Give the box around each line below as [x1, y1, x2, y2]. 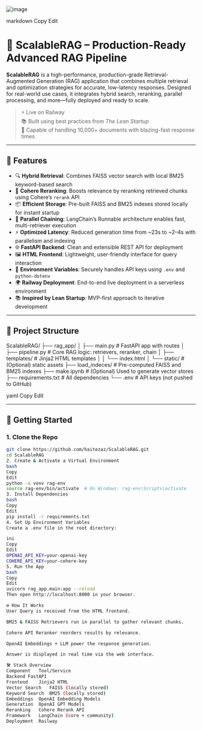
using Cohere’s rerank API [14, 193, 80, 201]
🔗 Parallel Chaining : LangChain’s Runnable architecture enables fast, [14, 215, 186, 222]
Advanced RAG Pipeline [6, 51, 127, 65]
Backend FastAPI [6, 673, 47, 679]
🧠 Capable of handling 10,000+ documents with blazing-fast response [20, 126, 195, 133]
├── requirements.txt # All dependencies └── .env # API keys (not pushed [6, 373, 193, 381]
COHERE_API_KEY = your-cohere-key [6, 558, 87, 564]
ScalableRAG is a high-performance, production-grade [6, 71, 143, 78]
